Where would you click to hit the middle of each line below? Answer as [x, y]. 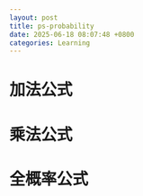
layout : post [34, 18]
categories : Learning [50, 43]
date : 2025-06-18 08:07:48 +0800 [72, 34]
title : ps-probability [52, 26]
